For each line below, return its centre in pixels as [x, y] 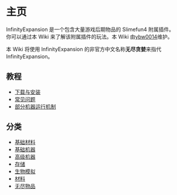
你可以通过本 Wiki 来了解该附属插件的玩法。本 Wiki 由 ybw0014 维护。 [89, 36]
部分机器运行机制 [35, 107]
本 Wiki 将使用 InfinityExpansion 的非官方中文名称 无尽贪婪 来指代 [84, 49]
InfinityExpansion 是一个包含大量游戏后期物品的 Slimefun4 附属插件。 [90, 29]
